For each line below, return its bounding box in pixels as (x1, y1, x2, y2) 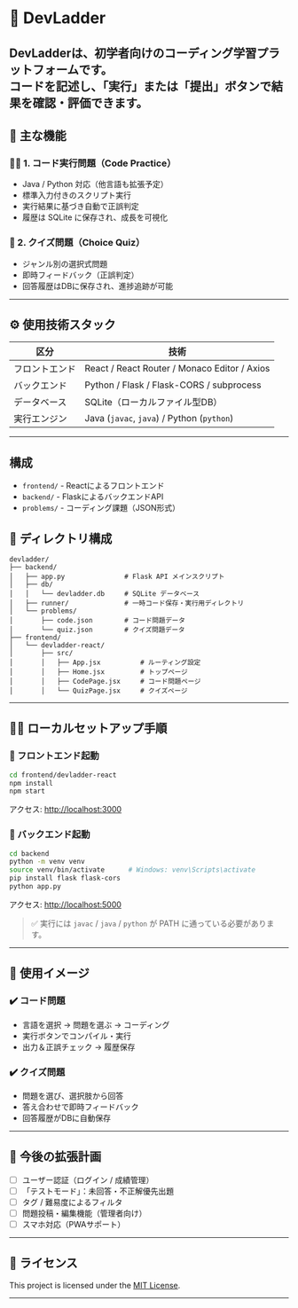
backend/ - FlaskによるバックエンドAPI (21, 491, 164, 502)
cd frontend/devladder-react (9, 771, 117, 779)
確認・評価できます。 (32, 95, 148, 110)
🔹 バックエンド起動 (9, 828, 90, 841)
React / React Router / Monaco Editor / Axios (84, 363, 271, 375)
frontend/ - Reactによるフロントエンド (21, 481, 165, 491)
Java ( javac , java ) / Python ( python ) (84, 412, 234, 425)
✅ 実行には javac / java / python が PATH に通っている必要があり (30, 918, 267, 928)
